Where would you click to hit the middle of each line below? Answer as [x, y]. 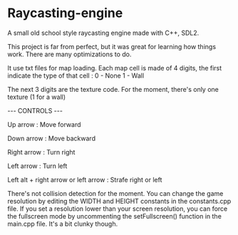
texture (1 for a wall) [37, 97]
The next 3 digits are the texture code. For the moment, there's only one [113, 89]
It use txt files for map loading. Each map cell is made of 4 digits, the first [115, 68]
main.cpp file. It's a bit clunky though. [63, 224]
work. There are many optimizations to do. [69, 54]
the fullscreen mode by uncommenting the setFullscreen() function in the [115, 216]
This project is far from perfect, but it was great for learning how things [112, 46]
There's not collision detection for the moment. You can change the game [115, 193]
